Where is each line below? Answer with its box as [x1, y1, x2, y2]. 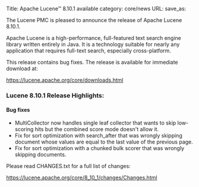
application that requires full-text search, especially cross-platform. [6, 47, 171, 54]
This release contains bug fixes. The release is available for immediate [6, 59, 178, 66]
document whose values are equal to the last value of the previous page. [14, 138, 193, 145]
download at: [6, 65, 39, 72]
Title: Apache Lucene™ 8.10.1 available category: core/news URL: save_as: [6, 5, 187, 12]
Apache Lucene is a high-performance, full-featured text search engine [6, 35, 181, 41]
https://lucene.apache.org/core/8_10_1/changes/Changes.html [6, 174, 157, 181]
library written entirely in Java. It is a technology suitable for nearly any [6, 41, 180, 48]
